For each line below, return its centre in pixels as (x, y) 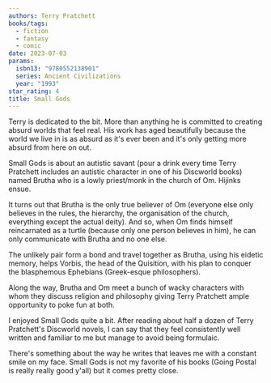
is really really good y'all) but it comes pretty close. (93, 371)
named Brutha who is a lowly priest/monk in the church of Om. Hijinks (125, 181)
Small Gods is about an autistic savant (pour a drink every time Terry (123, 164)
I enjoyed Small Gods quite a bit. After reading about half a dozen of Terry (131, 321)
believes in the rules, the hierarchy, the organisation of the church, (119, 213)
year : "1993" (38, 83)
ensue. (20, 189)
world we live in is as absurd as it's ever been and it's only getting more (127, 139)
